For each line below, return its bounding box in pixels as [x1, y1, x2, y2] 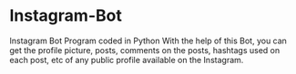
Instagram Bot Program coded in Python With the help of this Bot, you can [9, 35, 287, 46]
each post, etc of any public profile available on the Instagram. [9, 54, 244, 65]
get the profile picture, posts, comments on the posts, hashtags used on [9, 44, 281, 55]
